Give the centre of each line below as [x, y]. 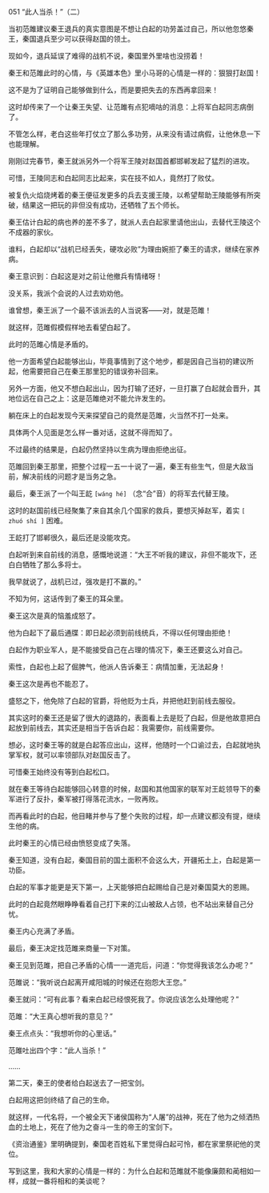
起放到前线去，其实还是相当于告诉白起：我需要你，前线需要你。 [113, 728]
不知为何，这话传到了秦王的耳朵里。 [68, 599]
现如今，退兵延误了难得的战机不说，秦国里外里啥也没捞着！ [106, 56]
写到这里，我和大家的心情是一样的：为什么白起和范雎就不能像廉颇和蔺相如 [131, 1171]
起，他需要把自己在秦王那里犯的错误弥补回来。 [85, 371]
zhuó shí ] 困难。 [38, 520]
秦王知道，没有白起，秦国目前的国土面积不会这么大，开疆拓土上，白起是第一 [134, 860]
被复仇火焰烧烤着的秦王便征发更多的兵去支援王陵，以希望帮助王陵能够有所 [131, 195]
